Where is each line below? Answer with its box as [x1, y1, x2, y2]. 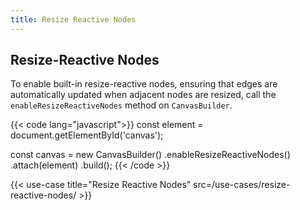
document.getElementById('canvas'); [10, 129, 164, 141]
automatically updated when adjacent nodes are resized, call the [10, 89, 277, 101]
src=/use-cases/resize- [193, 179, 291, 191]
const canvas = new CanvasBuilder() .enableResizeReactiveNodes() [10, 149, 291, 161]
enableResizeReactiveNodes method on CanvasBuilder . [10, 99, 233, 111]
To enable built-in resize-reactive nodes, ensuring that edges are [10, 78, 278, 90]
